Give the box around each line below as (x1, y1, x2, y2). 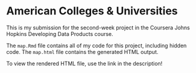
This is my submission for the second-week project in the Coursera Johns (6, 24, 190, 31)
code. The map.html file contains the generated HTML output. (6, 48, 159, 55)
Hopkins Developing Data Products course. (6, 30, 113, 37)
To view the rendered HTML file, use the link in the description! (6, 60, 163, 67)
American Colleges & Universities (6, 4, 178, 18)
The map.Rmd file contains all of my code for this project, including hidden (6, 42, 187, 49)
